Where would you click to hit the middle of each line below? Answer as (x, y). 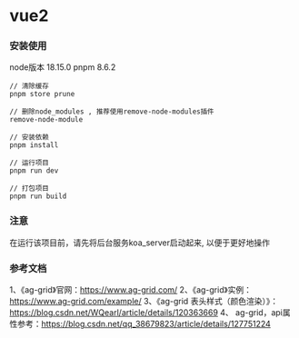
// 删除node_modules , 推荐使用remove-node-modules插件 (112, 112)
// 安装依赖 (30, 137)
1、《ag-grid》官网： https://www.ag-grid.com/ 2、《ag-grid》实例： (131, 290)
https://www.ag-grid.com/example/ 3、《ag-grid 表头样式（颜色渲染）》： (144, 302)
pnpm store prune (42, 94)
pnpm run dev (34, 171)
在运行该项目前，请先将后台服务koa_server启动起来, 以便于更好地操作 (140, 243)
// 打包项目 (30, 189)
